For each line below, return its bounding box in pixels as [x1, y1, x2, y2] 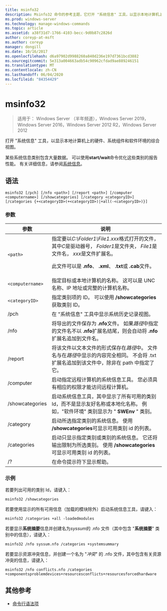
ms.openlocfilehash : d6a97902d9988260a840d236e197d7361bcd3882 [5, 53, 139, 59]
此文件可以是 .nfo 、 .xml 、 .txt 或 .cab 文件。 [51, 262, 155, 269]
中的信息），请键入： [9, 532, 51, 538]
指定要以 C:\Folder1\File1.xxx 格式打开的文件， [51, 235, 159, 242]
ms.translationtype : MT [5, 63, 55, 68]
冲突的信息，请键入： [5, 557, 49, 564]
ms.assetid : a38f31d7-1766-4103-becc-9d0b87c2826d [5, 30, 112, 35]
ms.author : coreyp [5, 40, 43, 45]
